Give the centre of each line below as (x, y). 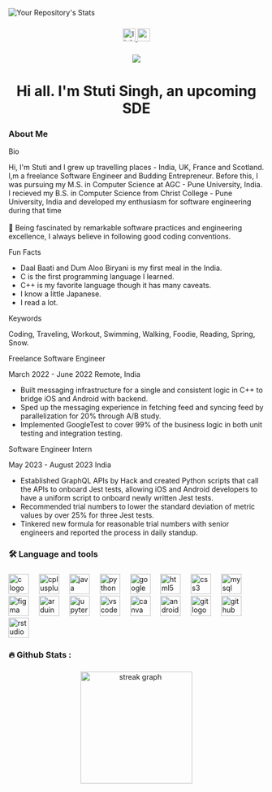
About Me (28, 133)
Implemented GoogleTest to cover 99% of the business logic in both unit (141, 425)
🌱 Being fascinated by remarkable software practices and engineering (125, 228)
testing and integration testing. (71, 433)
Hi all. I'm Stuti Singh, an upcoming (136, 92)
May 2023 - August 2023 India (60, 465)
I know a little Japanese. (60, 294)
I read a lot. (39, 303)
